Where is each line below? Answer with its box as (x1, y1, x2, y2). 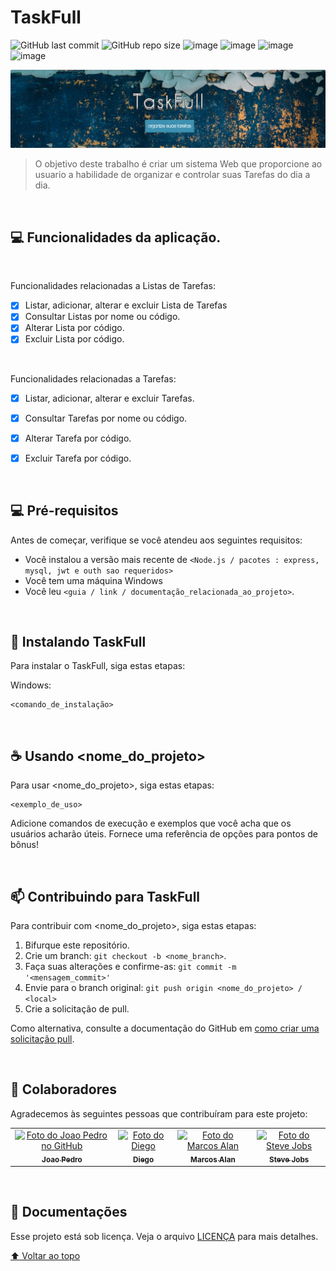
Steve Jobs (269, 1154, 310, 1165)
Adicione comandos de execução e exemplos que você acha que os (10, 817, 292, 830)
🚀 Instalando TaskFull (10, 633, 147, 650)
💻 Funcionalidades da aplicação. (10, 229, 222, 246)
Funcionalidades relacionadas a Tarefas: (10, 372, 177, 385)
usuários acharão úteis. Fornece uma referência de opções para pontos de (10, 828, 318, 840)
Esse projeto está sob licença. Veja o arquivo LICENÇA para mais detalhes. (10, 1230, 319, 1242)
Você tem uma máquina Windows (24, 574, 163, 586)
